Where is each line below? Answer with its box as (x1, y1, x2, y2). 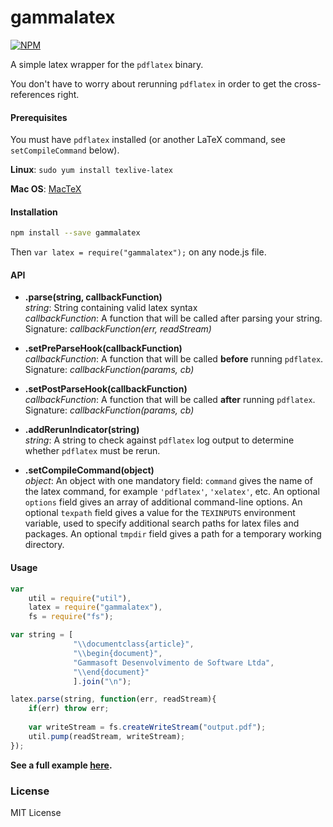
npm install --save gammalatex (10, 228, 141, 238)
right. (57, 88, 80, 100)
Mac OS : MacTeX (10, 183, 82, 195)
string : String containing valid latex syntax (24, 302, 198, 314)
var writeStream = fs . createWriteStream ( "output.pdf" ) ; (28, 722, 267, 732)
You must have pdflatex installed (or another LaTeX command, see (10, 134, 286, 146)
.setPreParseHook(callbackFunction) (24, 342, 183, 355)
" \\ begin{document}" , (73, 648, 163, 658)
